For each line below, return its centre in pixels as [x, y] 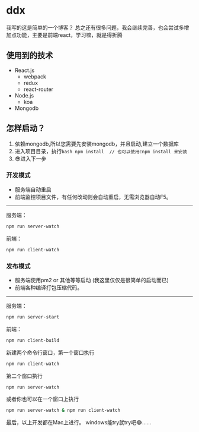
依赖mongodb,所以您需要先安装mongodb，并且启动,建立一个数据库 [97, 144]
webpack [35, 76]
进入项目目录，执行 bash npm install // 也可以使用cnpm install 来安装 [101, 151]
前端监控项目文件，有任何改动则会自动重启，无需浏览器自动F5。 [93, 197]
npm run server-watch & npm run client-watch [63, 411]
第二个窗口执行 [24, 376]
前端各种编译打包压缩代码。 [49, 287]
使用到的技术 [30, 56]
